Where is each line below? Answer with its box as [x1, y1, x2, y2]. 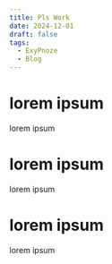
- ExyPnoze [17, 47, 58, 55]
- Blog [17, 55, 42, 64]
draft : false [9, 30, 58, 38]
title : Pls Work [9, 13, 70, 22]
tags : [9, 38, 30, 47]
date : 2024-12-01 [9, 21, 74, 30]
